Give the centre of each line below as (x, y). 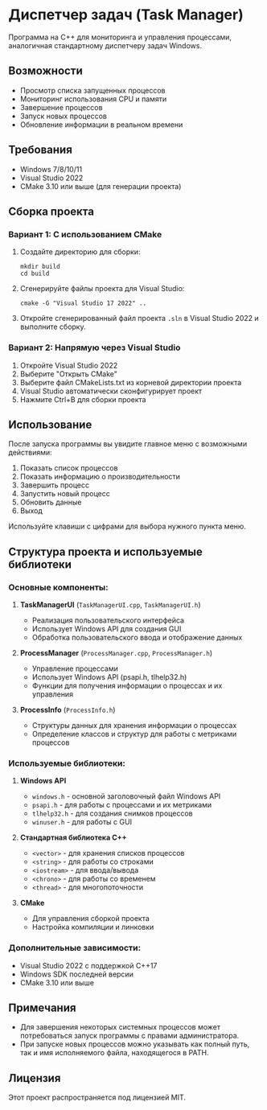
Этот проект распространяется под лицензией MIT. (97, 1098)
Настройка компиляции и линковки (93, 927)
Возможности (45, 71)
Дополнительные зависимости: (75, 948)
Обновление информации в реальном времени (101, 124)
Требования (40, 150)
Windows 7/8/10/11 (51, 169)
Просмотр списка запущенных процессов (93, 90)
